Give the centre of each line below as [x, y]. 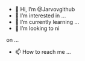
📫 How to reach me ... [43, 52]
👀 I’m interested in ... [40, 16]
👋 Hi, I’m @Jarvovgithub [45, 9]
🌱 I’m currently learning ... [47, 22]
